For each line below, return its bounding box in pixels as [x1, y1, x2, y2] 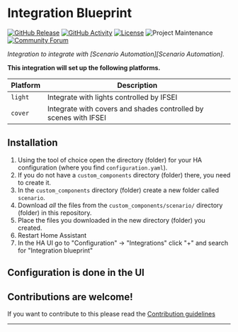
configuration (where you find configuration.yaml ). [17, 163, 168, 172]
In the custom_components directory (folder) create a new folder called [17, 186, 220, 194]
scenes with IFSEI [47, 112, 106, 122]
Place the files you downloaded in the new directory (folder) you [17, 216, 205, 224]
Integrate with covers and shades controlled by [47, 104, 204, 114]
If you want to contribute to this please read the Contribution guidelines [7, 309, 216, 318]
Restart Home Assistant [17, 231, 87, 239]
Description [116, 80, 158, 90]
